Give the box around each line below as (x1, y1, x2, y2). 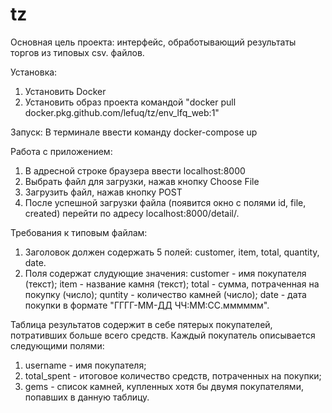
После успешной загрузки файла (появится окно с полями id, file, (24, 196, 307, 208)
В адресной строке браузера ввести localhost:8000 (24, 164, 246, 177)
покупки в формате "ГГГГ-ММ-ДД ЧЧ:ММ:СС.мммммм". (24, 299, 270, 311)
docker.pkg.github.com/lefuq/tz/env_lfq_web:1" (24, 106, 220, 118)
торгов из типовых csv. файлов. (10, 46, 145, 58)
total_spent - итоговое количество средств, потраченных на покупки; (24, 369, 322, 382)
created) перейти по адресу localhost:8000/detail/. (24, 207, 240, 219)
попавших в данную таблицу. (24, 391, 150, 403)
